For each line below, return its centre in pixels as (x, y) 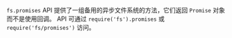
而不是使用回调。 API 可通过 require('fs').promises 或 (85, 19)
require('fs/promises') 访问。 (51, 27)
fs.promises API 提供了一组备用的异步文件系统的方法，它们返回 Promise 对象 (116, 10)
